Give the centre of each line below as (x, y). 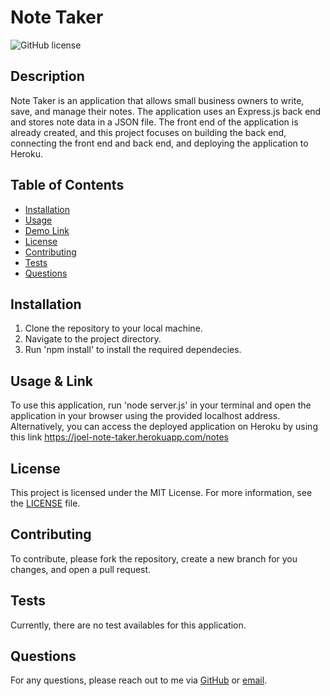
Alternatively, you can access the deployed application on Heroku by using (164, 427)
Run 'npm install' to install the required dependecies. (133, 350)
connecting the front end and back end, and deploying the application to (159, 143)
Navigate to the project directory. (93, 339)
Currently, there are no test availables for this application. (128, 625)
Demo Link (47, 230)
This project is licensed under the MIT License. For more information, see (161, 492)
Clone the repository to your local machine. (113, 328)
